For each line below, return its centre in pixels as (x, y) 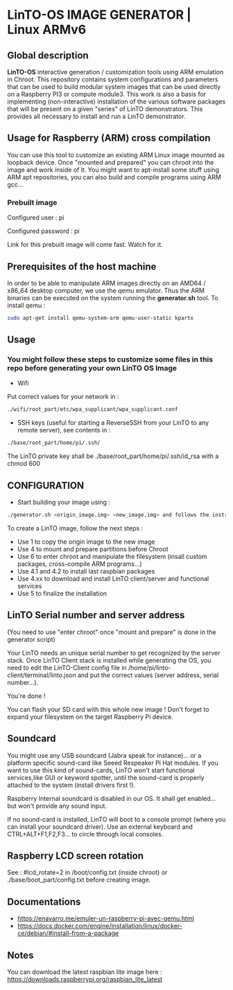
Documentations (44, 901)
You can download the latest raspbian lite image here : (85, 972)
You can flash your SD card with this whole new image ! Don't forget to (108, 709)
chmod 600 (24, 464)
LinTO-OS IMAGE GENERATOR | (100, 15)
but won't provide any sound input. (57, 806)
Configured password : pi (43, 231)
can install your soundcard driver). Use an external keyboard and (100, 827)
